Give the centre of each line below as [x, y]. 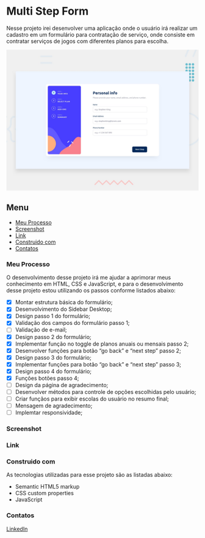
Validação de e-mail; [41, 330]
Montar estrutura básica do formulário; [64, 302]
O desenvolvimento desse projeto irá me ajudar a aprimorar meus [89, 278]
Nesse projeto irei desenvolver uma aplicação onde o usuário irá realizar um [102, 28]
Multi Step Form [48, 11]
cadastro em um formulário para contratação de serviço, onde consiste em [101, 34]
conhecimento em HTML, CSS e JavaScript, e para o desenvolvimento [95, 284]
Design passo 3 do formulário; [53, 357]
